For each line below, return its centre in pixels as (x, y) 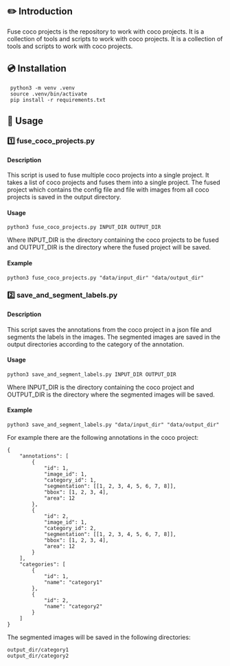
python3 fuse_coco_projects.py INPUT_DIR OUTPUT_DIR (84, 227)
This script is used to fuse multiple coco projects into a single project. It (108, 175)
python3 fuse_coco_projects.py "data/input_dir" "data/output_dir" (106, 278)
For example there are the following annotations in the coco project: (103, 438)
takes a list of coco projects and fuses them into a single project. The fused (114, 182)
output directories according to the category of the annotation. (96, 344)
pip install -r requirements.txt (58, 100)
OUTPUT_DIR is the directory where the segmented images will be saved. (111, 395)
